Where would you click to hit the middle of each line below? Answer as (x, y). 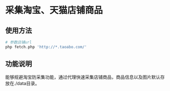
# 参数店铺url (18, 42)
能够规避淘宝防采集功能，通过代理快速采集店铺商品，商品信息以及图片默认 (83, 77)
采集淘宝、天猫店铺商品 (54, 10)
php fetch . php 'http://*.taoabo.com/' (46, 47)
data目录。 (28, 83)
